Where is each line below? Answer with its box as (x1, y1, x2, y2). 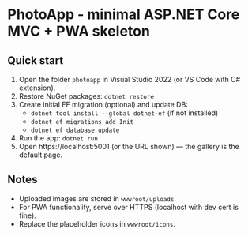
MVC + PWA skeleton (7, 22, 151, 40)
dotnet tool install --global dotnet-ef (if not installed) (30, 108, 219, 118)
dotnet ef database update (30, 126, 120, 134)
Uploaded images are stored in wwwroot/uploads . (18, 193, 177, 203)
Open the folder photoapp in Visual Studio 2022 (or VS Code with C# (18, 75, 241, 84)
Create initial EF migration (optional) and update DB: (18, 100, 189, 109)
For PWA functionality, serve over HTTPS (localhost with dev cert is (18, 202, 239, 212)
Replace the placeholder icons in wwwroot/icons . (18, 219, 175, 228)
